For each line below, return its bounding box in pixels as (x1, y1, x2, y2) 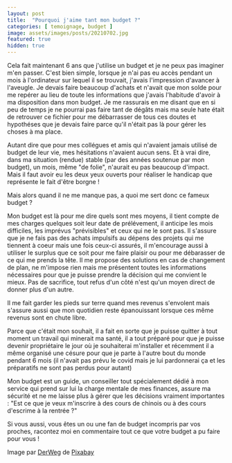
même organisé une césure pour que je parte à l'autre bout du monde (7, 349, 206, 357)
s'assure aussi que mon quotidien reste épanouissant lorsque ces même (7, 306, 214, 314)
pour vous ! (7, 435, 40, 443)
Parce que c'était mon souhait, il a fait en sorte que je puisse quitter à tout (7, 327, 218, 335)
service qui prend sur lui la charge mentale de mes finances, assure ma (7, 385, 211, 392)
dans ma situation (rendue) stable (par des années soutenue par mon (7, 156, 205, 163)
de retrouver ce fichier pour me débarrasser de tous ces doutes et (7, 113, 197, 121)
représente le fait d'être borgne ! (7, 178, 100, 185)
